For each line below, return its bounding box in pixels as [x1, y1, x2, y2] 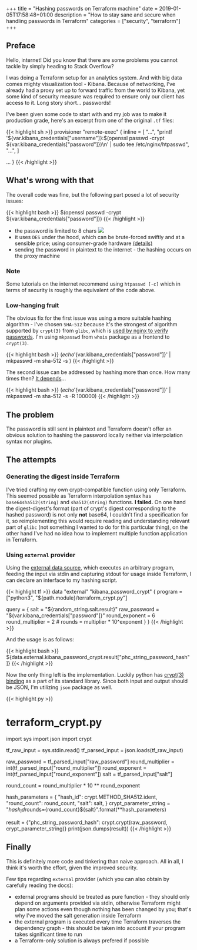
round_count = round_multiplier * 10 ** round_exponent [6, 782, 140, 789]
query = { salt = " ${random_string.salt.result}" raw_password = [6, 606, 160, 613]
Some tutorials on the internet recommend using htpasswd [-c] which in [6, 280, 181, 287]
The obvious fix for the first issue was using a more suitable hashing [6, 315, 172, 322]
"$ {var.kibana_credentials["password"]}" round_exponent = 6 [6, 612, 156, 619]
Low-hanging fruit [6, 301, 59, 309]
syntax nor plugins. [6, 438, 53, 445]
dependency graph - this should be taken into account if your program [14, 924, 186, 931]
